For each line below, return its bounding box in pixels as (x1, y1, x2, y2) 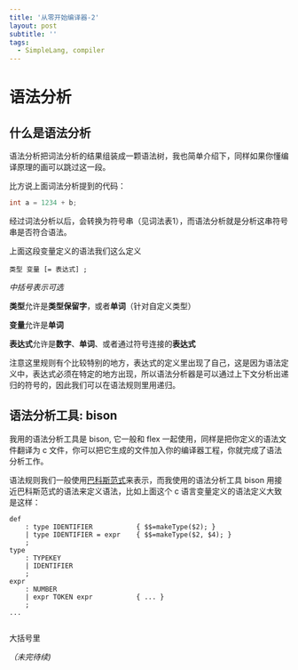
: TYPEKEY (25, 553, 62, 562)
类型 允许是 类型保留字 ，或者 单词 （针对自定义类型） (9, 301, 196, 311)
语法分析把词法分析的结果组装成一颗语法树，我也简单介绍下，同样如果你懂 (9, 150, 281, 161)
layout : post (9, 21, 58, 30)
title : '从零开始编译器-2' (9, 12, 100, 22)
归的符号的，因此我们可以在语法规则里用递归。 (9, 380, 180, 390)
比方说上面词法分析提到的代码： (9, 181, 126, 191)
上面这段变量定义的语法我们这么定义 (9, 246, 142, 256)
